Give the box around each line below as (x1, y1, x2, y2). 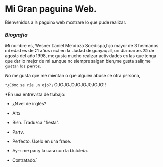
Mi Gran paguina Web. (5, 3, 97, 15)
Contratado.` (12, 157, 38, 163)
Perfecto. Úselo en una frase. (12, 138, 72, 144)
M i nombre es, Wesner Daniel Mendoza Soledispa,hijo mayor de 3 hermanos (5, 43, 159, 49)
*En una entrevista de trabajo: (5, 91, 66, 98)
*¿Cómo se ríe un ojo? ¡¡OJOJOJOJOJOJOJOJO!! (5, 82, 106, 88)
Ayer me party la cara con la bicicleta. (12, 148, 89, 154)
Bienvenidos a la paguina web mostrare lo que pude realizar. (5, 19, 127, 25)
